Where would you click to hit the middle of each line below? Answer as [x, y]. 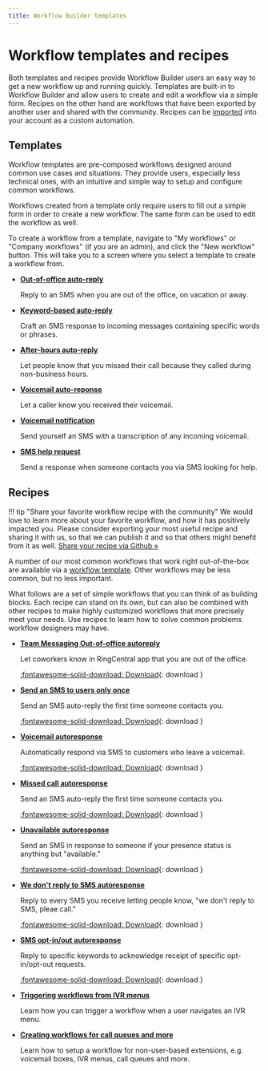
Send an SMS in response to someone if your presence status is [126, 846]
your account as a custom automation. [72, 120]
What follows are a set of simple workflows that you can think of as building [133, 594]
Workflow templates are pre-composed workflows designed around [120, 164]
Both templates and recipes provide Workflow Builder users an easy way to [132, 78]
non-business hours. [54, 374]
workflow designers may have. [59, 628]
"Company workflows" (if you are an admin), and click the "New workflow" [132, 247]
